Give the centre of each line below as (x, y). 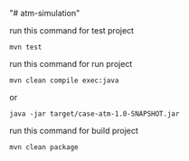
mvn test (26, 47)
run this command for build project (74, 131)
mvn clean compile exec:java (64, 80)
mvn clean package (44, 147)
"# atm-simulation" (45, 13)
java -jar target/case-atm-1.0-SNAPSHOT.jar (94, 114)
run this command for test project (71, 30)
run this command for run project (71, 64)
